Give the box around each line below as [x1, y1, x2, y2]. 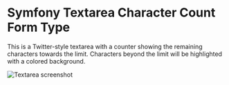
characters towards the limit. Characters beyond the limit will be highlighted [7, 50, 223, 58]
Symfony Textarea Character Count [7, 5, 216, 21]
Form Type [7, 19, 71, 35]
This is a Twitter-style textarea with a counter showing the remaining [7, 42, 203, 50]
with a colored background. [7, 57, 86, 65]
